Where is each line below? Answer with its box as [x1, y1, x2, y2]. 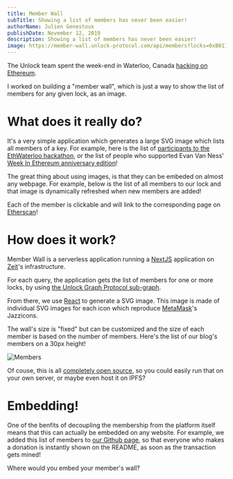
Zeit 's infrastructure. [7, 262, 66, 270]
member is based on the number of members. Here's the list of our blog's [7, 332, 218, 340]
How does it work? [7, 232, 116, 248]
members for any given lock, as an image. [7, 89, 127, 98]
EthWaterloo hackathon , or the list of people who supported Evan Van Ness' [7, 151, 224, 159]
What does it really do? [7, 114, 143, 130]
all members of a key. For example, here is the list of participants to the [7, 143, 210, 153]
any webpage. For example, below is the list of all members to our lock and [7, 180, 221, 188]
